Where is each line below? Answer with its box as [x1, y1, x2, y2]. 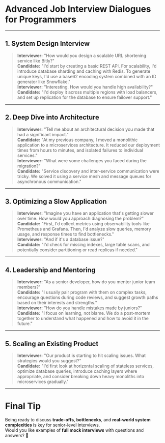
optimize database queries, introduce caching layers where [17, 368, 137, 374]
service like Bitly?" [17, 58, 55, 63]
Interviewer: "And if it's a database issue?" [17, 236, 105, 242]
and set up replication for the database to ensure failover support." [17, 94, 152, 100]
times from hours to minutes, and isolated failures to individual [17, 147, 143, 153]
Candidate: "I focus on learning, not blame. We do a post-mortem [17, 310, 151, 316]
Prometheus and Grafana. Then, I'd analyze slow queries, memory [17, 226, 151, 232]
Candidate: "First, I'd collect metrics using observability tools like [17, 221, 150, 227]
